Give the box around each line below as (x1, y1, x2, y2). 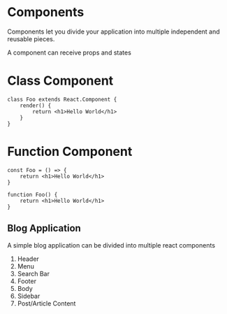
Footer (17, 277, 37, 285)
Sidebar (17, 292, 41, 300)
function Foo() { (7, 191, 58, 198)
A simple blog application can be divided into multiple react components (7, 241, 215, 249)
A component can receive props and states (7, 48, 131, 57)
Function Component (7, 144, 133, 159)
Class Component (7, 73, 114, 89)
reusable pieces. (7, 34, 55, 43)
